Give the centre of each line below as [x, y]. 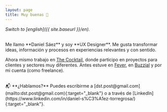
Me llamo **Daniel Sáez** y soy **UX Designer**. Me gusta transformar [81, 44]
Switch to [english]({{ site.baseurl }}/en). [48, 29]
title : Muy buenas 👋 [27, 15]
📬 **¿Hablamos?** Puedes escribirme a [49, 86]
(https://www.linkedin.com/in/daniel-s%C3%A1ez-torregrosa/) [70, 98]
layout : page [19, 10]
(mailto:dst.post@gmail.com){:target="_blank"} [54, 93]
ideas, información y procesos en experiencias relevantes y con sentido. [81, 50]
